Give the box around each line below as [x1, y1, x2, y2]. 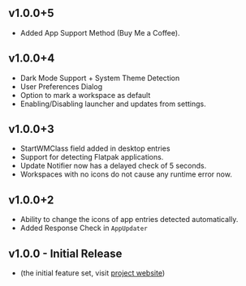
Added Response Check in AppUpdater [19, 223, 148, 233]
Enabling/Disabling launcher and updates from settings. [19, 99, 206, 109]
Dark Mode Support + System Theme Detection [19, 73, 180, 83]
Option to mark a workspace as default [19, 90, 151, 100]
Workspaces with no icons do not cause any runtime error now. [19, 169, 233, 179]
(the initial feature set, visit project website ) [19, 268, 166, 278]
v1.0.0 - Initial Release [8, 246, 123, 260]
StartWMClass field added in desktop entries [19, 143, 170, 153]
